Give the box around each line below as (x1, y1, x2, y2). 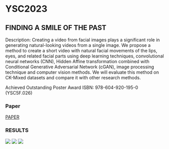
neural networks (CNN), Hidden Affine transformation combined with (5, 58, 150, 64)
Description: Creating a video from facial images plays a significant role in (5, 37, 160, 43)
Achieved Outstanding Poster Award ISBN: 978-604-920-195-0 (5, 84, 138, 91)
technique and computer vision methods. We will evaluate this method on (5, 69, 159, 75)
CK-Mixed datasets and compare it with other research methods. (5, 75, 141, 80)
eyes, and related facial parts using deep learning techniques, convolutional (5, 53, 164, 59)
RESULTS (5, 127, 29, 134)
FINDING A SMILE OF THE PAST (5, 23, 107, 32)
